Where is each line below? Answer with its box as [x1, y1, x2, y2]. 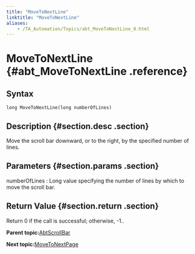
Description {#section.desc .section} [6, 121, 149, 131]
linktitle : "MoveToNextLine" [6, 15, 80, 21]
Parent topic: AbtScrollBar [6, 229, 71, 236]
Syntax [6, 88, 34, 99]
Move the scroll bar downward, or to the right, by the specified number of [6, 137, 189, 145]
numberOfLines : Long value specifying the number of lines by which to [6, 177, 185, 184]
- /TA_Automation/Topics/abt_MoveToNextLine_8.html [17, 25, 150, 32]
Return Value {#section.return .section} [6, 201, 159, 212]
